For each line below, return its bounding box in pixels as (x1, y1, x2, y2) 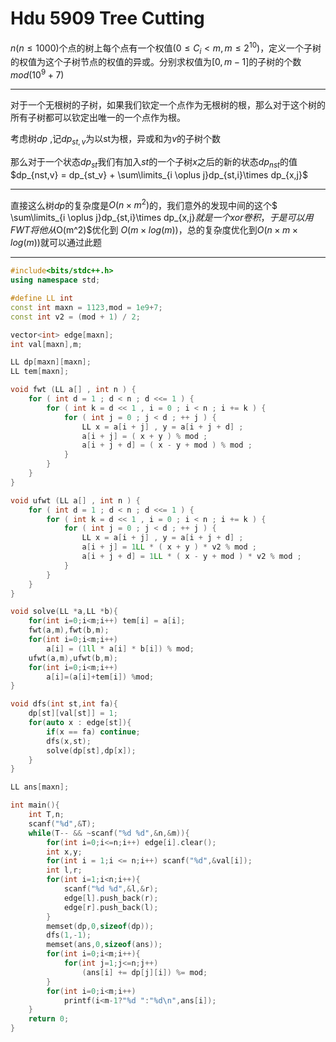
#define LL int (10, 293, 74, 304)
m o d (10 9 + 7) (10, 67, 65, 81)
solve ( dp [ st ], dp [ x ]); (46, 745, 137, 756)
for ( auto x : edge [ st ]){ (28, 718, 132, 728)
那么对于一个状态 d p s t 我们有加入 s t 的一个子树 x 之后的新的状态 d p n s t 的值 (10, 155, 298, 170)
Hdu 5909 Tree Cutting (10, 7, 205, 30)
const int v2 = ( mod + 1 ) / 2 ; (10, 312, 141, 322)
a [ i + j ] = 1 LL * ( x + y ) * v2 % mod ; (81, 542, 258, 552)
